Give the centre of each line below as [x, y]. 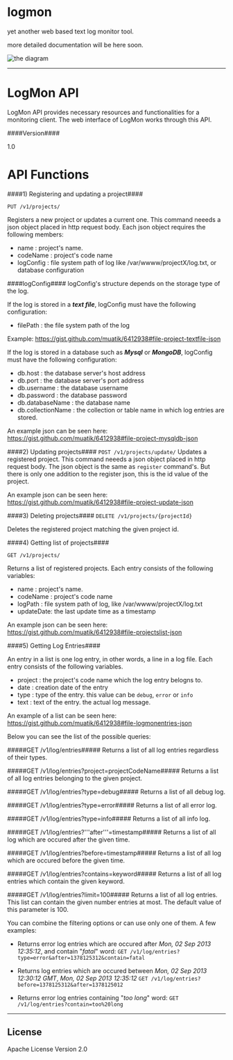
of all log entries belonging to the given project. [75, 778]
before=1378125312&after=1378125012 [70, 985]
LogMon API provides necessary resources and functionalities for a [103, 112]
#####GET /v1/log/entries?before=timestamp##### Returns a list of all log [114, 853]
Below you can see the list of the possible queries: [79, 736]
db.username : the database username [72, 387]
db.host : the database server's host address [81, 373]
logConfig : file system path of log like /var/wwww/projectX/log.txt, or [117, 262]
